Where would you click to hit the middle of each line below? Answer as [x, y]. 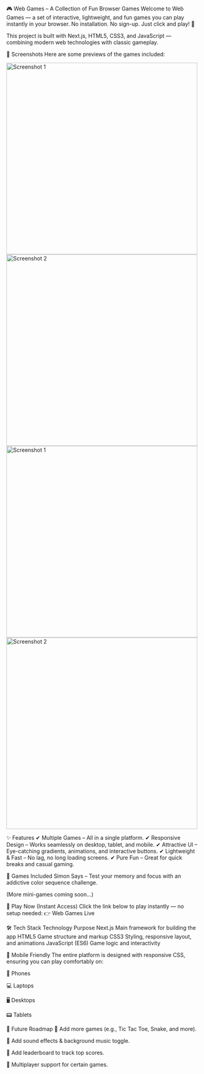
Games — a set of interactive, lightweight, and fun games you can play [95, 17]
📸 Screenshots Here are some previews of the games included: [86, 54]
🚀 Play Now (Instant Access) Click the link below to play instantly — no [95, 906]
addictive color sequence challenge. [52, 882]
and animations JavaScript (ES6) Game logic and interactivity [83, 943]
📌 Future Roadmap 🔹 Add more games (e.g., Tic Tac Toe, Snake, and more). [101, 1029]
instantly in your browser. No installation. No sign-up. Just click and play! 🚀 [101, 24]
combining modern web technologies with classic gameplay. [82, 42]
